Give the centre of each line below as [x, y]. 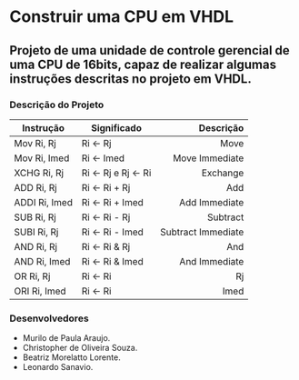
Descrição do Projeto [57, 105]
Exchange [223, 173]
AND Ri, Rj [35, 246]
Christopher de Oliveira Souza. [80, 348]
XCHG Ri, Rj [39, 173]
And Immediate [212, 261]
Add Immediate [211, 202]
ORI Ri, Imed [40, 291]
